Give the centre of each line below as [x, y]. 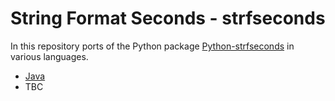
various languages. [49, 56]
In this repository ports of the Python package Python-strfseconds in [152, 46]
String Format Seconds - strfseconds [168, 18]
